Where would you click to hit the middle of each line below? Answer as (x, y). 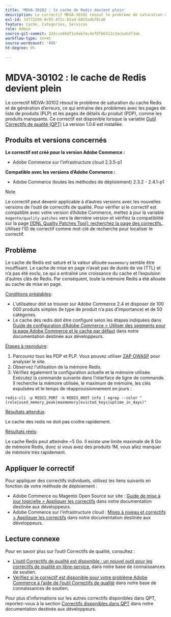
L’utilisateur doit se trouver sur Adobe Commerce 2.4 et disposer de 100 (88, 304)
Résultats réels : (21, 432)
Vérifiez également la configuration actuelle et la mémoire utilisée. (82, 372)
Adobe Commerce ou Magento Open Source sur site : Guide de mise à (87, 496)
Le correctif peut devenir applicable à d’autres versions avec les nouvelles (83, 202)
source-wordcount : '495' (32, 43)
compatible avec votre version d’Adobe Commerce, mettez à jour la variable (85, 212)
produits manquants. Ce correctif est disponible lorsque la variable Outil (81, 119)
